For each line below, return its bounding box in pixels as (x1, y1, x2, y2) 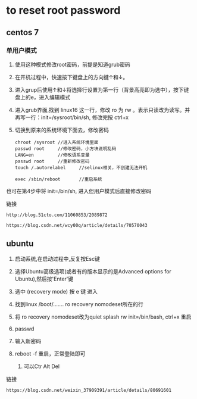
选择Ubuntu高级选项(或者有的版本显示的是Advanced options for (14, 267, 171, 275)
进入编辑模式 (38, 93, 70, 101)
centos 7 (6, 27, 39, 38)
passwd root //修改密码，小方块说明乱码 (14, 145, 117, 152)
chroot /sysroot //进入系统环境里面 (14, 139, 99, 145)
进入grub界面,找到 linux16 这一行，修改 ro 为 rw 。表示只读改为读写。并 (14, 106, 190, 113)
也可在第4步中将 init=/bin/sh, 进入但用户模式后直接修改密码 (6, 187, 152, 194)
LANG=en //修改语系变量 (14, 152, 90, 158)
